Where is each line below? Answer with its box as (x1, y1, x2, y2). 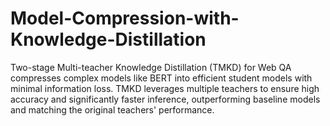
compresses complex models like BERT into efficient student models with (10, 72, 313, 84)
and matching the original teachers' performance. (10, 103, 215, 116)
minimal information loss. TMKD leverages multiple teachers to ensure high (10, 82, 320, 94)
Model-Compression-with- (10, 7, 240, 30)
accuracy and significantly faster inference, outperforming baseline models (10, 93, 321, 105)
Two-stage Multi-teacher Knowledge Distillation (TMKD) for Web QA (10, 61, 292, 73)
